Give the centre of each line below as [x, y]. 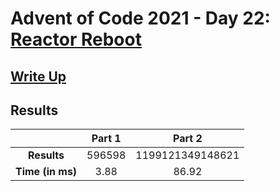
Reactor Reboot [76, 39]
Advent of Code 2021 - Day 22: [140, 18]
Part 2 [187, 139]
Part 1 [106, 139]
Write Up [38, 76]
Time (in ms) [46, 172]
